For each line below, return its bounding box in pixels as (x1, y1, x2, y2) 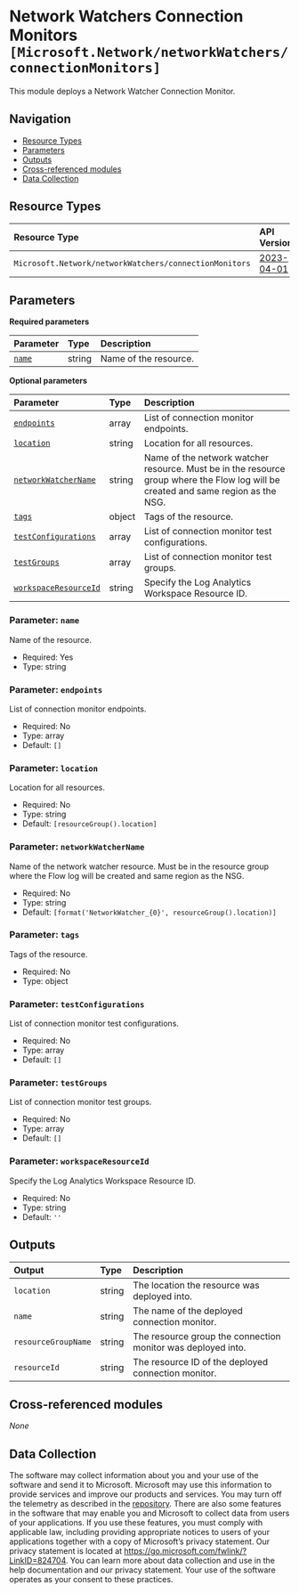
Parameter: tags (9, 929, 80, 941)
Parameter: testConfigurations (9, 997, 145, 1010)
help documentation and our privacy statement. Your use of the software (9, 1565, 276, 1575)
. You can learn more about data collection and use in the (65, 1556, 276, 1566)
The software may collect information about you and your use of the (9, 1470, 259, 1481)
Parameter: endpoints (9, 683, 103, 695)
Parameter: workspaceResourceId (9, 1155, 149, 1167)
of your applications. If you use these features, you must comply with (9, 1517, 263, 1528)
